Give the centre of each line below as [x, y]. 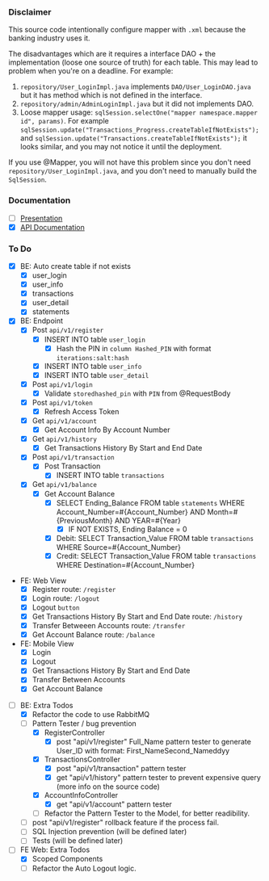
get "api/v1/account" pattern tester [114, 804]
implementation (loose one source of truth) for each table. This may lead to [133, 62]
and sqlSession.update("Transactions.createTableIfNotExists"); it [134, 138]
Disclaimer [30, 12]
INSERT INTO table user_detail [97, 375]
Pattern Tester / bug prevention [84, 723]
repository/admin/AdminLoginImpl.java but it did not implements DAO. [137, 104]
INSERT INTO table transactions [110, 476]
